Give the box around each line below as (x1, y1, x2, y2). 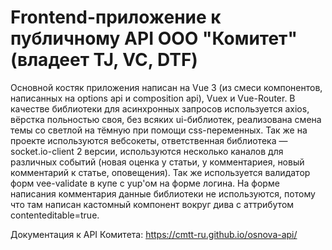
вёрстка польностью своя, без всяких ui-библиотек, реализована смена (10, 113, 322, 125)
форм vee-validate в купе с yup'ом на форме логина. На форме (10, 177, 280, 189)
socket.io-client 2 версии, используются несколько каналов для (10, 145, 284, 157)
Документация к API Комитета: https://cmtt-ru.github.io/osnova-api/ (10, 228, 298, 240)
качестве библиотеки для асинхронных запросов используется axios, (10, 102, 310, 115)
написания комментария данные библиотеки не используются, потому (10, 187, 316, 200)
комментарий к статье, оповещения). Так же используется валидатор (10, 166, 311, 178)
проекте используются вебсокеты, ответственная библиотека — (10, 134, 288, 146)
